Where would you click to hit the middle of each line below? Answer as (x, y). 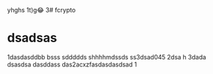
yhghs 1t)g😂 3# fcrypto (41, 10)
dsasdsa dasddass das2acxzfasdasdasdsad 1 (72, 64)
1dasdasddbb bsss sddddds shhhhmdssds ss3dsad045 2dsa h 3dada (106, 57)
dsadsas (32, 38)
